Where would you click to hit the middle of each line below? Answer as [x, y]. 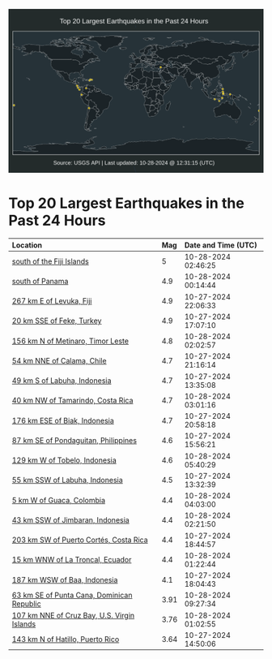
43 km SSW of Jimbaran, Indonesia [70, 519]
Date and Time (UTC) [221, 245]
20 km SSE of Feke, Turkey [57, 321]
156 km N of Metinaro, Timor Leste [70, 341]
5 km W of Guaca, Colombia [59, 500]
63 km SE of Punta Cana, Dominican [72, 595]
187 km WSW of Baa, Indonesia [65, 579]
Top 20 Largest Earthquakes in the [126, 203]
